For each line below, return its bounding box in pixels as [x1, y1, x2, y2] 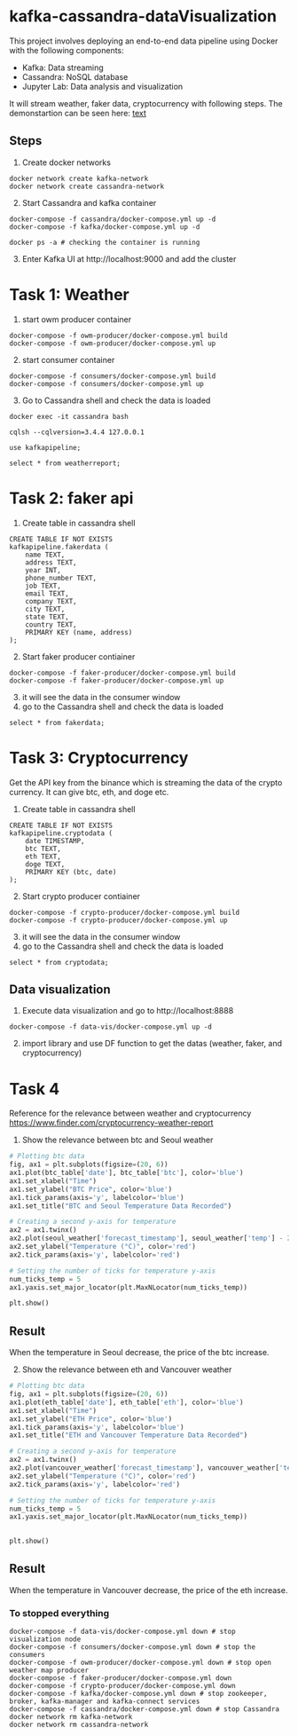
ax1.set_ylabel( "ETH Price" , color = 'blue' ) [9, 1414, 173, 1424]
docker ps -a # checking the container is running [9, 238, 200, 247]
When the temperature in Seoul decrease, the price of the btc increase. [9, 1347, 270, 1358]
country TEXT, [25, 619, 77, 629]
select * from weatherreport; [9, 459, 122, 468]
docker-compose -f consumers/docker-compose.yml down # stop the [9, 1643, 255, 1652]
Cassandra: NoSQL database [21, 71, 129, 82]
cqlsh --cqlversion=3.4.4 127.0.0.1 [9, 428, 145, 437]
